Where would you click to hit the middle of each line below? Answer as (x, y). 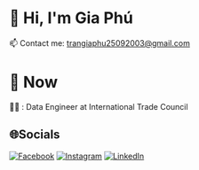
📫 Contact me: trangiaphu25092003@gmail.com (100, 42)
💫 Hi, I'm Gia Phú (71, 18)
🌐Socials (35, 135)
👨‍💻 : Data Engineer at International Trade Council (99, 106)
